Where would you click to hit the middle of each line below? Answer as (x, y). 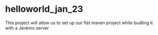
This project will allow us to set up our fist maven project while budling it (79, 23)
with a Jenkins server (27, 28)
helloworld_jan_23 (44, 9)
